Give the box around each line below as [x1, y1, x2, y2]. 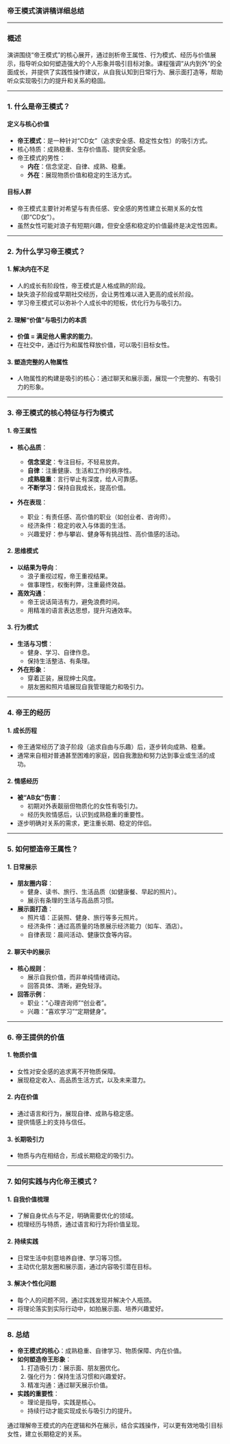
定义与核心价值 [7, 120, 49, 128]
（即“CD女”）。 [16, 213, 59, 221]
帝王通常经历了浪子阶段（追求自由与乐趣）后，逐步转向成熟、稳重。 [16, 743, 209, 751]
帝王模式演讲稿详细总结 [7, 5, 84, 15]
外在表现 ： [16, 498, 48, 506]
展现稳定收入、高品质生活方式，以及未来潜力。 [16, 1075, 149, 1084]
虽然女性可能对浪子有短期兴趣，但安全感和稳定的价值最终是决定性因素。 [16, 221, 221, 229]
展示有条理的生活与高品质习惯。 [27, 896, 118, 905]
